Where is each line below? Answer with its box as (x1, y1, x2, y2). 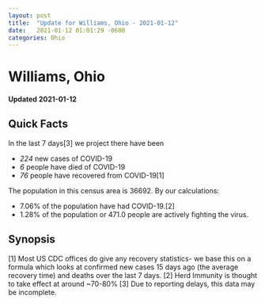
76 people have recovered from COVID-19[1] (19, 170, 165, 180)
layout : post (8, 11, 51, 20)
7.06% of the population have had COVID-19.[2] (19, 201, 176, 211)
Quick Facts (8, 117, 69, 131)
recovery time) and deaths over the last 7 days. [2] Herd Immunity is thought (8, 270, 258, 280)
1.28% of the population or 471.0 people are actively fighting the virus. (19, 209, 249, 219)
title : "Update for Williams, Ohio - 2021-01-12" (8, 19, 179, 27)
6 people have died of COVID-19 (19, 162, 126, 171)
